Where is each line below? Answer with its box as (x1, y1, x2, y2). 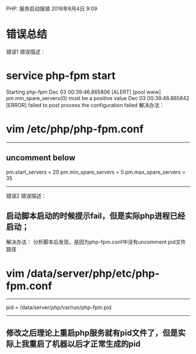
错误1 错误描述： (6, 48, 45, 55)
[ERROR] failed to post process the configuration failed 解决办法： (6, 101, 165, 108)
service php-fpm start (6, 69, 116, 83)
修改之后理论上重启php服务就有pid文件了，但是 (6, 328, 178, 338)
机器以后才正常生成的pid (51, 339, 141, 349)
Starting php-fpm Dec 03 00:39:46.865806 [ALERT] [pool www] (6, 88, 162, 95)
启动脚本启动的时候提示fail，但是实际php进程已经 (6, 211, 185, 221)
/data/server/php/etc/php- (26, 267, 160, 280)
